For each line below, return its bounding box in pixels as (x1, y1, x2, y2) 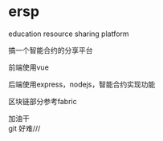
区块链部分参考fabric (8, 96, 78, 106)
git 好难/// (8, 123, 41, 133)
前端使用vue (8, 62, 50, 72)
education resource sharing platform (8, 29, 130, 38)
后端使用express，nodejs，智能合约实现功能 (8, 79, 156, 89)
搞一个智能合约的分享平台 (8, 45, 93, 54)
